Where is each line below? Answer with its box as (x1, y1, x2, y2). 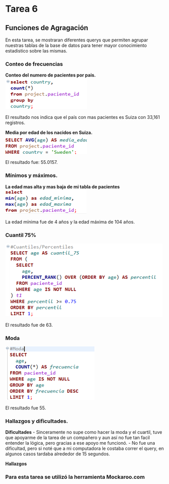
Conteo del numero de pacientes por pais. (5, 72, 96, 78)
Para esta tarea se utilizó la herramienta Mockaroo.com (5, 473, 145, 480)
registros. (5, 119, 25, 126)
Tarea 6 (5, 3, 38, 15)
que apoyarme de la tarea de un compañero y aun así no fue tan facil (5, 434, 150, 441)
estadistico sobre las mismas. (5, 48, 68, 54)
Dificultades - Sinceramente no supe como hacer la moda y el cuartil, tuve (5, 429, 162, 435)
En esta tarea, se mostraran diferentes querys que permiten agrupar (5, 37, 149, 43)
